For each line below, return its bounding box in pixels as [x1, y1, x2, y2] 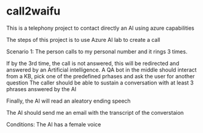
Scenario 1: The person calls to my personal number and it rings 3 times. [6, 47, 188, 55]
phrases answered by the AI [6, 85, 77, 92]
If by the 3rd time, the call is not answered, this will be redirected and [6, 60, 179, 67]
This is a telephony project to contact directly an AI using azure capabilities [6, 24, 194, 32]
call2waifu [6, 4, 61, 18]
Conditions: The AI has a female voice [6, 120, 101, 128]
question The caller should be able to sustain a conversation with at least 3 [6, 79, 194, 86]
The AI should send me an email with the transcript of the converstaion [6, 109, 184, 116]
